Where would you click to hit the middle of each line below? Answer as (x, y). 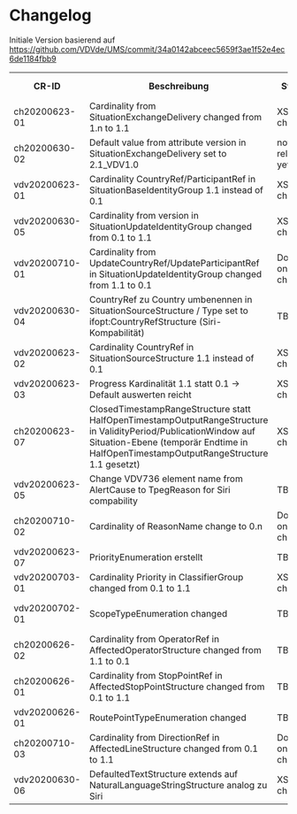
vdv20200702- (47, 608)
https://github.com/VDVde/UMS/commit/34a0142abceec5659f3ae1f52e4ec (147, 49)
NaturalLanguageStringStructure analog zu (178, 785)
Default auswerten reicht (140, 395)
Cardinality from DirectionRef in (154, 737)
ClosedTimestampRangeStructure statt (170, 409)
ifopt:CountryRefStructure (143, 321)
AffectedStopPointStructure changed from (177, 687)
